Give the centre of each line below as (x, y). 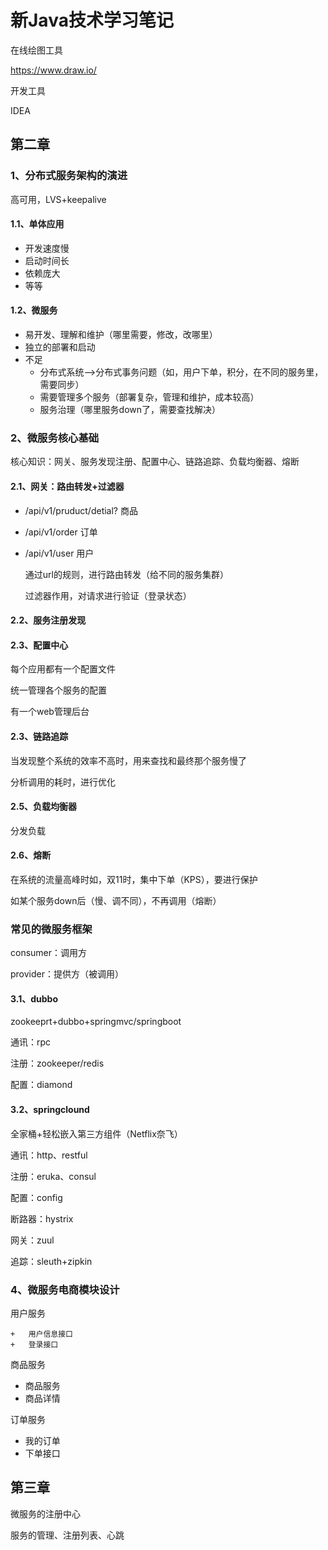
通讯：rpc (31, 1042)
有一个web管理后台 (50, 712)
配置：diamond (41, 1085)
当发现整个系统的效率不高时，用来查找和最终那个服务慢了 (128, 760)
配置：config (36, 1197)
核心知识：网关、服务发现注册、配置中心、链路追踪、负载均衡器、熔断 (155, 462)
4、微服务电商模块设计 (65, 1289)
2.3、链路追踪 (39, 736)
